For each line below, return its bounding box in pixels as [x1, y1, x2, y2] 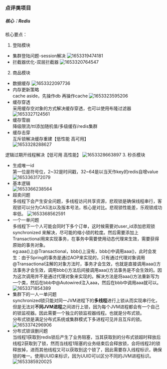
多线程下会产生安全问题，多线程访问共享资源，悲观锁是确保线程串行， [12, 198, 158, 204]
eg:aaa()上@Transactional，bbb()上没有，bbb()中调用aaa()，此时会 [12, 248, 152, 254]
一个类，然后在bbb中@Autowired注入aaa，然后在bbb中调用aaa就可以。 [12, 279, 161, 285]
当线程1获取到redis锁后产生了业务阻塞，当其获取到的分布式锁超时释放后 [12, 334, 161, 340]
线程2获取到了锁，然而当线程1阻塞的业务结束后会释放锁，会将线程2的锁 [12, 340, 160, 346]
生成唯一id [12, 162, 34, 168]
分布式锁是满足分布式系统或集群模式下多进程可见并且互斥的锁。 [12, 316, 144, 322]
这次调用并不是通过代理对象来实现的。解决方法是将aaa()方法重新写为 [17, 273, 159, 279]
